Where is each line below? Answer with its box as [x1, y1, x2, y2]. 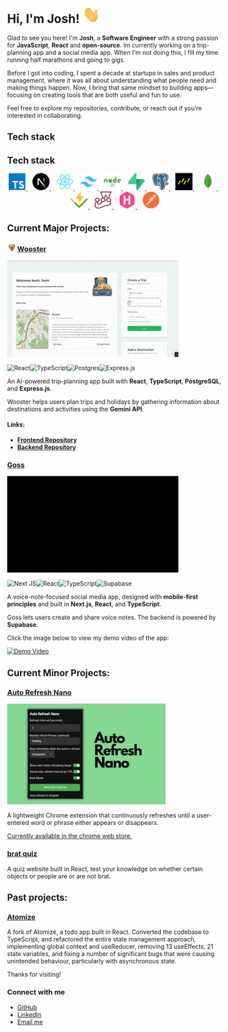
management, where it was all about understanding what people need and [7, 76, 217, 84]
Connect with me [7, 987, 65, 997]
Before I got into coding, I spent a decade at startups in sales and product [7, 69, 215, 77]
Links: [7, 420, 25, 429]
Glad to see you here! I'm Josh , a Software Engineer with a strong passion [7, 34, 218, 42]
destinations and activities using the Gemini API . [7, 405, 144, 413]
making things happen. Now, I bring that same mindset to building [7, 83, 192, 91]
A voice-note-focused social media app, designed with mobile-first [7, 592, 199, 601]
